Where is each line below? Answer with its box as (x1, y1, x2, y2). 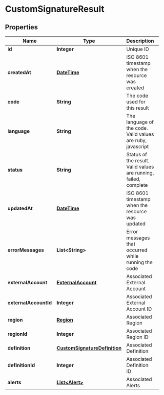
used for (126, 99, 145, 105)
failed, (126, 175, 141, 182)
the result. (126, 157, 150, 164)
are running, (126, 170, 154, 176)
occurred (126, 247, 148, 253)
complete (126, 182, 148, 188)
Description (126, 38, 154, 44)
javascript (126, 143, 149, 150)
